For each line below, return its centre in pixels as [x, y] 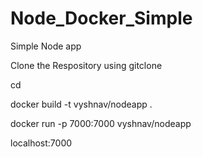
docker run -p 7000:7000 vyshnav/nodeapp [101, 123]
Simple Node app [46, 46]
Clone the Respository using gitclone [86, 65]
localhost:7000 [41, 143]
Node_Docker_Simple [101, 18]
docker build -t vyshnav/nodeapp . [81, 104]
